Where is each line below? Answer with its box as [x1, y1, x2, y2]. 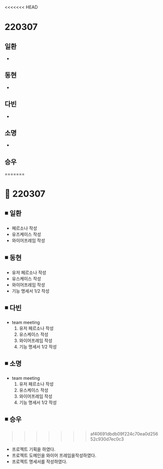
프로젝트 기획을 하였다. [11, 446, 56, 452]
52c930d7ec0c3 [90, 436, 124, 442]
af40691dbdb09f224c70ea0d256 [90, 431, 159, 436]
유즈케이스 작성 [11, 232, 41, 237]
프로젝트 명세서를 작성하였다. [11, 458, 67, 465]
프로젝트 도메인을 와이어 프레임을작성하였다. [11, 452, 97, 458]
